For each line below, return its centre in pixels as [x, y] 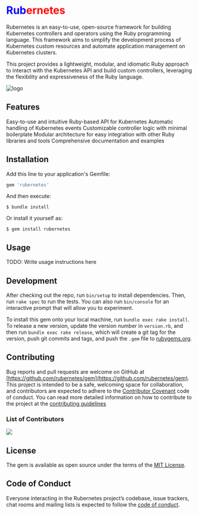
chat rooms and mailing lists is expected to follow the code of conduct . [93, 504]
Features [23, 107]
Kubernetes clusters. [32, 52]
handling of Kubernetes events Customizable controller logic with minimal [97, 128]
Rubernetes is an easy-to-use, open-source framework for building [89, 27]
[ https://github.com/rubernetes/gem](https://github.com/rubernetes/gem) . [98, 378]
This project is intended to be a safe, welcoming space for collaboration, [95, 384]
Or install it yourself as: [34, 218]
